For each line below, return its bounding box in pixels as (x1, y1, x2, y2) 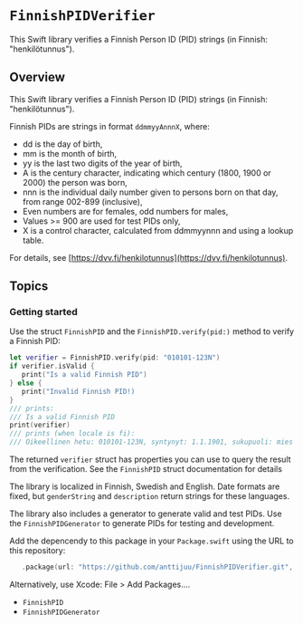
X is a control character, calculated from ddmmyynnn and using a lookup (22, 225, 294, 235)
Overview (9, 70, 66, 85)
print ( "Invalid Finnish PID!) (21, 387, 136, 396)
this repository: (9, 545, 66, 556)
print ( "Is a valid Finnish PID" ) (21, 370, 147, 379)
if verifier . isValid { (9, 361, 95, 371)
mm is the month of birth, (22, 148, 118, 158)
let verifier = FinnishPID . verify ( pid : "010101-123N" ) (9, 353, 221, 362)
